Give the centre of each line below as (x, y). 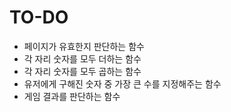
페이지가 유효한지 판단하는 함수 (84, 46)
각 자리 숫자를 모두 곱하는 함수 (82, 71)
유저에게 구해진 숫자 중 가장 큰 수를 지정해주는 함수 (122, 83)
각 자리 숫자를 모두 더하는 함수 (82, 58)
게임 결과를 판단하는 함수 (72, 96)
